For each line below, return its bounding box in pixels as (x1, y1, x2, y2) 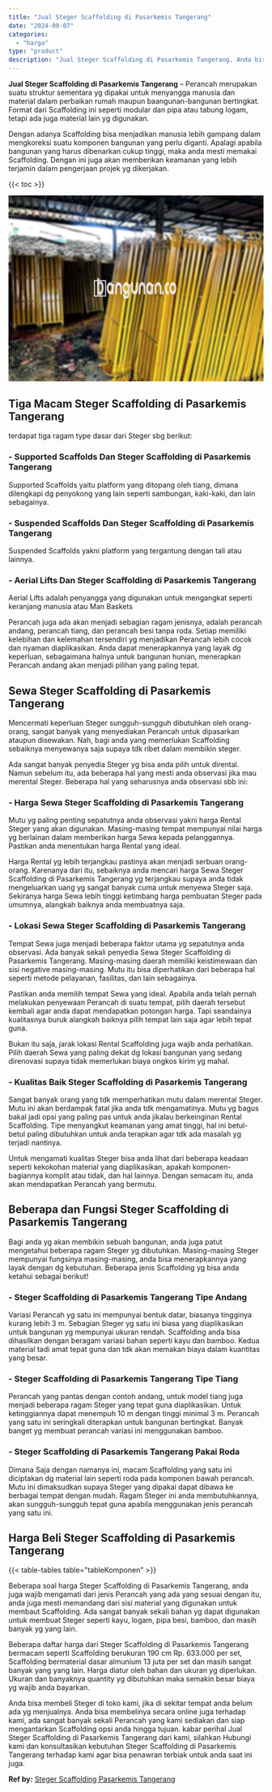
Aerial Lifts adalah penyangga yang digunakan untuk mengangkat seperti (8, 593, 253, 603)
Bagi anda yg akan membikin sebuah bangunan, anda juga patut (8, 1236, 223, 1247)
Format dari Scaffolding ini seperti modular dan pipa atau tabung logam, (8, 105, 249, 114)
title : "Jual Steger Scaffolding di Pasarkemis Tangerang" (8, 13, 212, 21)
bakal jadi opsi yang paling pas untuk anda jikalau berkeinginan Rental (8, 1111, 242, 1121)
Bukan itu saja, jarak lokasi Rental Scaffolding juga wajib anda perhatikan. (8, 1039, 253, 1048)
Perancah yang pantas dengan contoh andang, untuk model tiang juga (8, 1392, 244, 1402)
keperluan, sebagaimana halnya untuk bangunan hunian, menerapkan (8, 652, 241, 662)
